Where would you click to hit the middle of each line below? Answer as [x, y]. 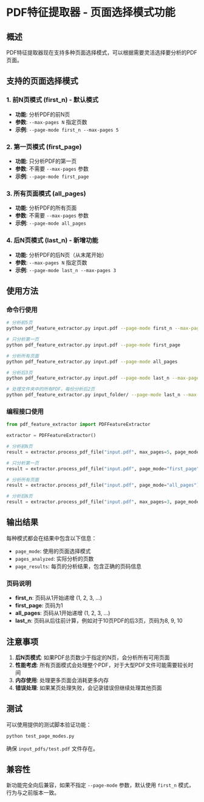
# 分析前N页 [20, 447]
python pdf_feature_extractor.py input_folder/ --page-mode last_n [93, 395]
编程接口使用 [25, 411]
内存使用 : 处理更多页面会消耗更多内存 [62, 680]
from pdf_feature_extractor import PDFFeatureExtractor [78, 425]
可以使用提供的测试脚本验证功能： [49, 724]
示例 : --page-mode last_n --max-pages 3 [66, 270]
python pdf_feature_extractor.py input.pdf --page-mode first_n [89, 329]
